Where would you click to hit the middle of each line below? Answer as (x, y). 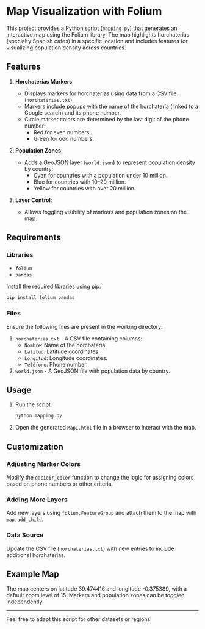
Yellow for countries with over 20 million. (85, 188)
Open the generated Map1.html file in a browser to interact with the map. (106, 428)
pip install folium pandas (41, 298)
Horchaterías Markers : (45, 81)
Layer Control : (34, 200)
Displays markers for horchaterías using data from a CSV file (100, 93)
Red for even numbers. (62, 132)
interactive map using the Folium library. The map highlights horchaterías (98, 34)
